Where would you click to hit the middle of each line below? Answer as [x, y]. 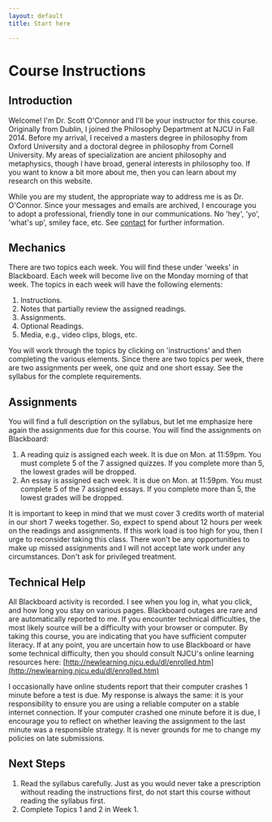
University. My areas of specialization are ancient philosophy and [118, 154]
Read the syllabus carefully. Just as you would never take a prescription [140, 783]
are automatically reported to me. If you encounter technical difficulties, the [135, 619]
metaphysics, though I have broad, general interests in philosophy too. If [130, 163]
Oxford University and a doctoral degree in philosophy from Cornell [121, 146]
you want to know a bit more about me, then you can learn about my [123, 172]
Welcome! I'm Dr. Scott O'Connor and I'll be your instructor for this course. [133, 120]
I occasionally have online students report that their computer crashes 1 [128, 686]
